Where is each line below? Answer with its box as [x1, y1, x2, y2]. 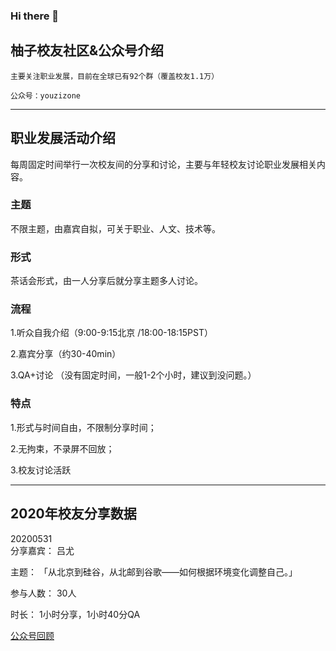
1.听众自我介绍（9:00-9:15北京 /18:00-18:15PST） [10, 327, 214, 339]
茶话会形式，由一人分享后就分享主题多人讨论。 [10, 275, 203, 287]
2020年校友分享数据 [10, 505, 137, 523]
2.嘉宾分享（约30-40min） [10, 348, 122, 360]
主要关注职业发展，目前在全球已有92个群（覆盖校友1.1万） [10, 71, 220, 81]
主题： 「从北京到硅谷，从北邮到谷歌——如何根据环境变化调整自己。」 [10, 565, 298, 578]
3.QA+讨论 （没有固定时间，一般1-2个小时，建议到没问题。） [10, 369, 257, 381]
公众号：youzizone [10, 90, 81, 101]
